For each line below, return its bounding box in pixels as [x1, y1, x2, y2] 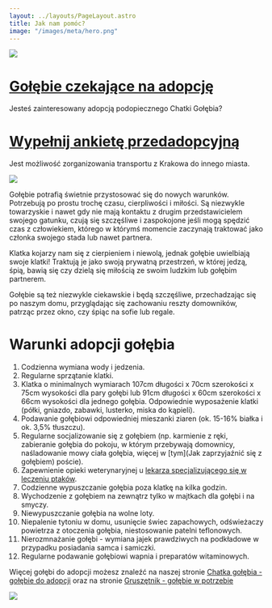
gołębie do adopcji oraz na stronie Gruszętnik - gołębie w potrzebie [9, 576, 233, 585]
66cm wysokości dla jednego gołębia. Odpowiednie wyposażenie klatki [20, 397, 259, 406]
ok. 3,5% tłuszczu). [20, 423, 86, 432]
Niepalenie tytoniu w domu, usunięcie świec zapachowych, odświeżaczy [20, 517, 264, 527]
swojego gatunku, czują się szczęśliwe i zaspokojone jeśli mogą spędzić [9, 215, 250, 225]
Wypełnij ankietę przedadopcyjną [9, 132, 241, 151]
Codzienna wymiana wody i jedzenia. [20, 362, 145, 372]
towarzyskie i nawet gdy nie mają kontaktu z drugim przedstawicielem [9, 207, 243, 217]
